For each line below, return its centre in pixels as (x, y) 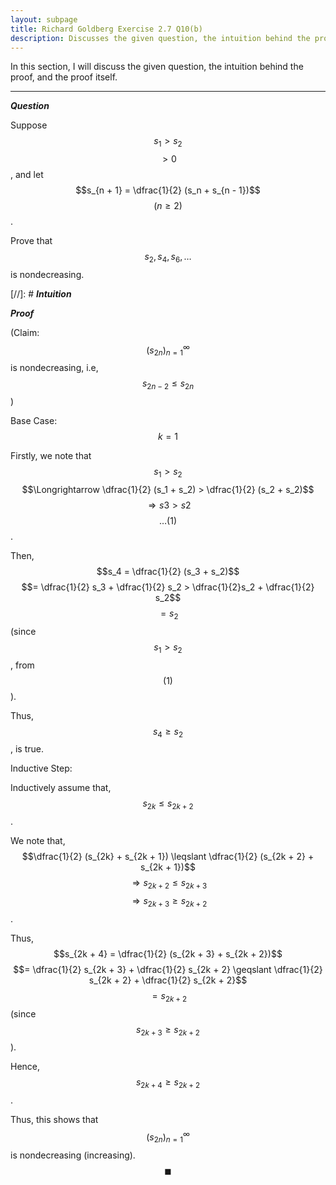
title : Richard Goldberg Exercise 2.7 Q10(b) (106, 29)
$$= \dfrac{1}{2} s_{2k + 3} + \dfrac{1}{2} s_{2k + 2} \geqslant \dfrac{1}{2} (168, 969)
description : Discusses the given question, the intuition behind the (160, 38)
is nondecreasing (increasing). (73, 1155)
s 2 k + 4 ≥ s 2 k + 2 (168, 1083)
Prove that (31, 241)
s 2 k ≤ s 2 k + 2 (168, 804)
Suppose (29, 125)
